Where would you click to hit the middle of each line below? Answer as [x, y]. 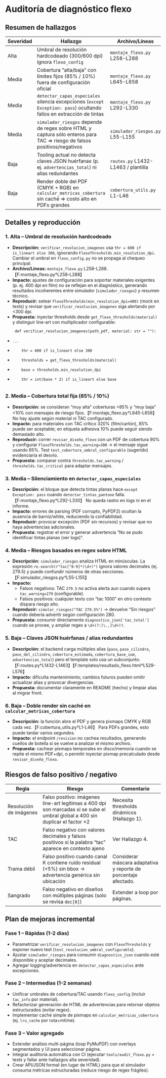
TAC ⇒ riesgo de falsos [64, 141]
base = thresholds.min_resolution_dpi [61, 370]
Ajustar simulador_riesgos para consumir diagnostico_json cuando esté [86, 955]
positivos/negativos [60, 147]
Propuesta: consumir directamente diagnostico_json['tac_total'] [81, 620]
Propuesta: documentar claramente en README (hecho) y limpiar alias [84, 687]
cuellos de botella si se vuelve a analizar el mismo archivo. [72, 743]
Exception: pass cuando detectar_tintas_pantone [63, 495]
